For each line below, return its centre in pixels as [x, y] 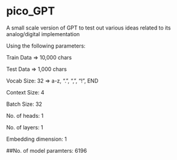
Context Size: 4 [25, 92]
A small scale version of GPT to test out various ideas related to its [88, 28]
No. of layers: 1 [25, 127]
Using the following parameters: [46, 46]
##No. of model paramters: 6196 [47, 150]
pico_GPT [31, 11]
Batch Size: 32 [24, 104]
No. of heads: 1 [25, 115]
